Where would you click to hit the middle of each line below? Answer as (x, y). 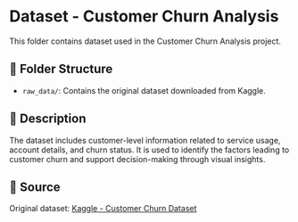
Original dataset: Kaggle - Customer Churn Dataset (103, 209)
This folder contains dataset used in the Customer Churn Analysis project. (145, 41)
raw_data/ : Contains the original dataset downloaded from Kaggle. (144, 90)
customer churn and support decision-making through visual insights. (137, 159)
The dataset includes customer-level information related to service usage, (145, 140)
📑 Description (48, 119)
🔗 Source (35, 187)
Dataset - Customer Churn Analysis (144, 16)
